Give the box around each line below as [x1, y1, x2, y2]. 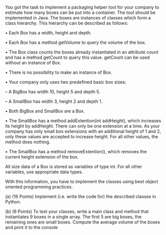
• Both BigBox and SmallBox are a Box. [5, 108, 85, 114]
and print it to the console [5, 225, 58, 230]
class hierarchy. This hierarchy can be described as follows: [5, 20, 129, 26]
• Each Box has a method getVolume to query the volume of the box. [5, 39, 147, 45]
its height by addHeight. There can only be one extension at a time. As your [5, 123, 161, 129]
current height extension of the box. [5, 154, 79, 160]
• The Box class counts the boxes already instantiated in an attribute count [5, 49, 159, 55]
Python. [5, 199, 21, 205]
